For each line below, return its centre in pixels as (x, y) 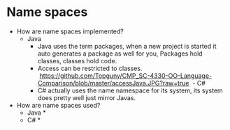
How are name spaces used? (58, 105)
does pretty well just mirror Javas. (87, 97)
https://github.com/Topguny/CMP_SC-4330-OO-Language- (126, 75)
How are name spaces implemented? (70, 31)
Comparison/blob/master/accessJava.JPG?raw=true (113, 83)
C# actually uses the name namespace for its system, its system (130, 90)
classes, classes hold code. (77, 60)
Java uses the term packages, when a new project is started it (127, 46)
